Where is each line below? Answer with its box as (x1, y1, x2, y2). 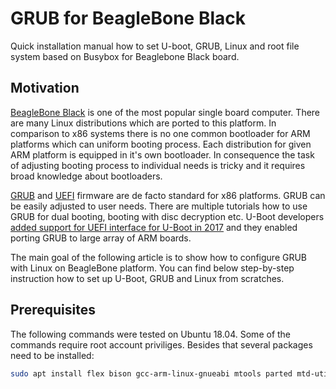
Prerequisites (10, 302, 96, 319)
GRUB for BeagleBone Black (10, 7, 247, 30)
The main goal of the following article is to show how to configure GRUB (10, 251, 308, 263)
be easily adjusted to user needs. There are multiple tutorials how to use (10, 200, 308, 212)
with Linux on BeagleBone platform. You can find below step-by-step (10, 262, 295, 274)
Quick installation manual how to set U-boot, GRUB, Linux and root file (10, 40, 300, 52)
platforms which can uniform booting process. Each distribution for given (10, 138, 312, 150)
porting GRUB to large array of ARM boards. (10, 232, 192, 244)
